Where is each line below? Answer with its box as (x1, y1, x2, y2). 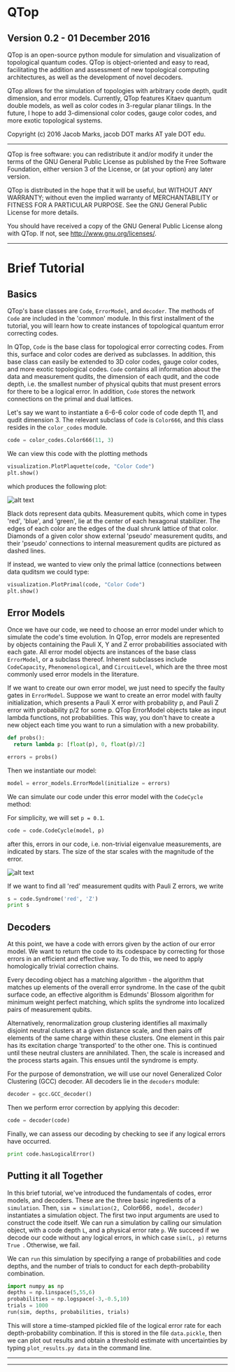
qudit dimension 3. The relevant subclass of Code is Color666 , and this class (7, 416, 224, 424)
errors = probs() (7, 754, 58, 761)
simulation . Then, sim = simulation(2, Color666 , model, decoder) (7, 1203, 204, 1212)
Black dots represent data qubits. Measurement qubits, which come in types (7, 509, 227, 518)
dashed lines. (7, 546, 46, 555)
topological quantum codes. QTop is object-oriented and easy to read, (7, 58, 210, 67)
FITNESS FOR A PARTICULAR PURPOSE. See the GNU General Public (7, 201, 208, 209)
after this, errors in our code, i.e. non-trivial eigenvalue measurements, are (7, 840, 222, 848)
